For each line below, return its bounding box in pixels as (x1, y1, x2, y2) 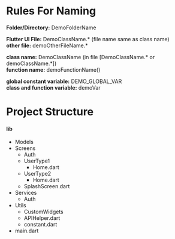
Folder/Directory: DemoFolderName (6, 24, 96, 31)
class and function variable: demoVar (6, 84, 101, 91)
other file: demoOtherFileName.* (6, 42, 88, 49)
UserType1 (23, 157, 50, 165)
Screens (14, 145, 36, 152)
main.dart (14, 227, 39, 234)
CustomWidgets (23, 208, 64, 216)
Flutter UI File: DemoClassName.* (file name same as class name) (6, 35, 170, 42)
